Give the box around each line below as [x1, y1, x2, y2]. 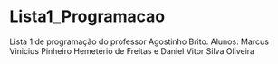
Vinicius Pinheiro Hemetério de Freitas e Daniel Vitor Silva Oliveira [9, 45, 255, 56]
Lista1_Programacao [9, 6, 166, 27]
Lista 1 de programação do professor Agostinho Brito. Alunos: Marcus [9, 36, 270, 47]
